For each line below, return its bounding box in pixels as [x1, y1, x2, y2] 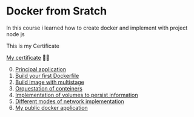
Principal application [15, 65, 67, 73]
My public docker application [15, 104, 88, 111]
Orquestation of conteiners [15, 84, 83, 92]
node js [6, 30, 25, 37]
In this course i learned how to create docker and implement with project [6, 24, 188, 31]
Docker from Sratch [6, 4, 107, 18]
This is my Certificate [6, 42, 59, 49]
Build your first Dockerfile [15, 72, 79, 79]
